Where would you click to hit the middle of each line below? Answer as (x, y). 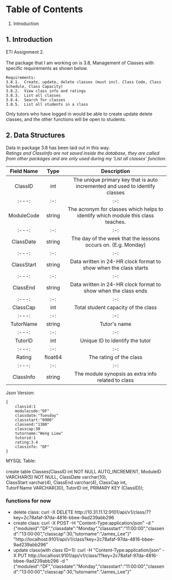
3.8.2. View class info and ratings (46, 91)
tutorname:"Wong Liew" (39, 433)
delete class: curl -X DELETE (43, 512)
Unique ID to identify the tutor (115, 341)
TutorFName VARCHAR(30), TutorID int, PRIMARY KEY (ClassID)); (75, 488)
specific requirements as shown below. (47, 68)
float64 (53, 357)
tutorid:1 (26, 438)
